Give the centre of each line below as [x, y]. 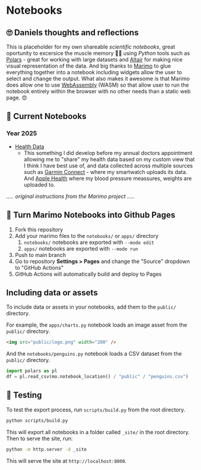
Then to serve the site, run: [39, 438]
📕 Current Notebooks [46, 116]
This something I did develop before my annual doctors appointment [108, 152]
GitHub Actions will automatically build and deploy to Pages [88, 274]
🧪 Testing [24, 395]
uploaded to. [39, 184]
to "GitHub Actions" [39, 267]
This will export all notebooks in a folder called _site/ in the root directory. [98, 432]
